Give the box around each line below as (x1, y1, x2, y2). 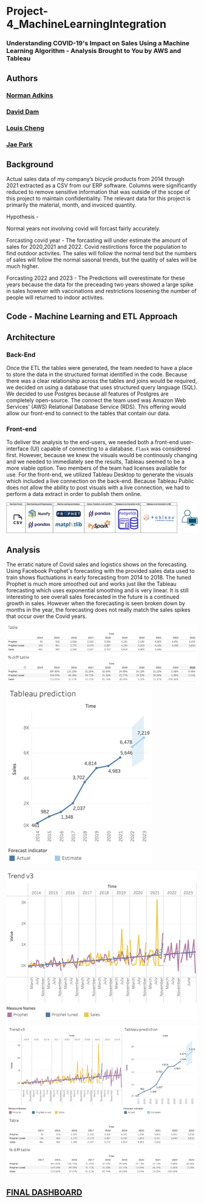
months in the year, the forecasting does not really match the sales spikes (6, 606, 191, 614)
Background (6, 159, 53, 169)
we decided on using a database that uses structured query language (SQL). (6, 384, 198, 391)
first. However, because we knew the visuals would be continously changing (6, 452, 197, 459)
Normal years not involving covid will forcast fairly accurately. (6, 225, 161, 232)
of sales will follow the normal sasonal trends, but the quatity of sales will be (6, 256, 197, 263)
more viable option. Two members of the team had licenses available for (6, 464, 187, 472)
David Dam (6, 108, 39, 116)
